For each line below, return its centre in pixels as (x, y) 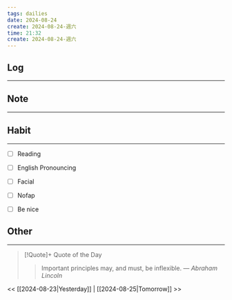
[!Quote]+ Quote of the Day (63, 254)
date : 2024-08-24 (32, 20)
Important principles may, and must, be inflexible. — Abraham (129, 268)
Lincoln (52, 275)
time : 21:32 (24, 33)
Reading (29, 154)
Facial (26, 182)
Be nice (28, 209)
